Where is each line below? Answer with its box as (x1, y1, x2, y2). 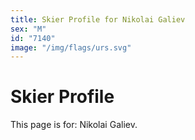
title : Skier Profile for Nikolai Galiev (10, 14, 186, 25)
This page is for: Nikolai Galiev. (10, 119, 138, 131)
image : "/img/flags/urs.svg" (10, 42, 132, 53)
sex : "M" (10, 24, 47, 34)
